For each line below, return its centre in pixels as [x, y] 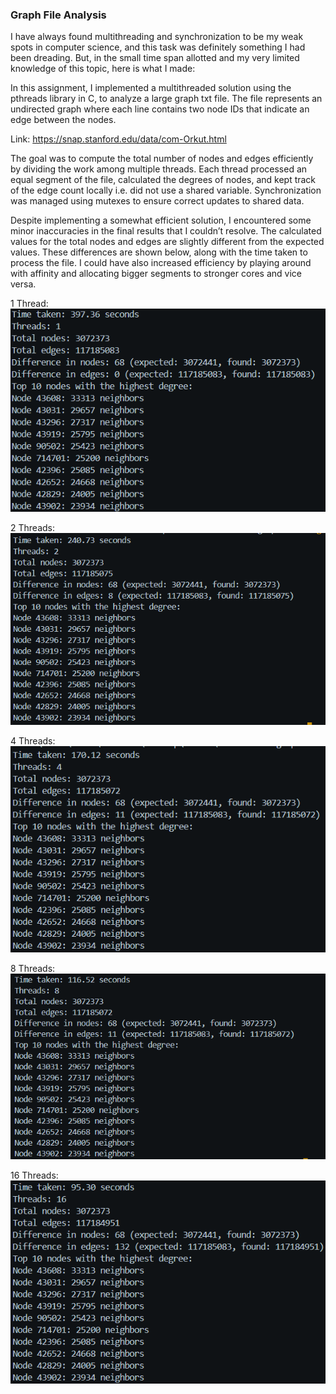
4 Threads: [33, 740]
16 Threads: [34, 1175]
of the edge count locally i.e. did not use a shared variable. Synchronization [166, 190]
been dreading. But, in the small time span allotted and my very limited [155, 58]
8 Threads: [33, 969]
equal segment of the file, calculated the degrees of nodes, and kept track [163, 180]
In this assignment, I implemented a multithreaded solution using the [151, 88]
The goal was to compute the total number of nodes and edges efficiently [162, 159]
